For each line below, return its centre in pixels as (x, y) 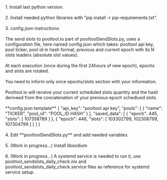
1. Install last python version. (34, 7)
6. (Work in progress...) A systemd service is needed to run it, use (73, 156)
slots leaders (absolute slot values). (42, 55)
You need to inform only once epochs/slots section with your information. (81, 81)
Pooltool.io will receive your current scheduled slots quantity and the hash (82, 92)
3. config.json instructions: (33, 28)
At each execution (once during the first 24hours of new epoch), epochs (80, 65)
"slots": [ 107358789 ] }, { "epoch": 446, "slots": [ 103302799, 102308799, (82, 119)
